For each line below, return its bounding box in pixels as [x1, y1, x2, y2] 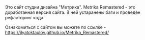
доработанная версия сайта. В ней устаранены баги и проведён [5, 9, 141, 15]
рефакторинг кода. [5, 15, 45, 20]
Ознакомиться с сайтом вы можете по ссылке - [5, 24, 106, 30]
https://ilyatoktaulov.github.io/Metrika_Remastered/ [5, 30, 109, 35]
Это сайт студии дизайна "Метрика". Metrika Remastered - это [5, 4, 136, 10]
